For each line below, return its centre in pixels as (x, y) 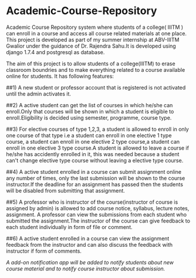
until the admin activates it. (39, 94)
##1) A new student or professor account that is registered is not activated (96, 87)
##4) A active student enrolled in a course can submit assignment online (94, 171)
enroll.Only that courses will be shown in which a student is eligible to (90, 111)
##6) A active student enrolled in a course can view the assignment (88, 238)
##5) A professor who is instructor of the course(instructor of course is (92, 202)
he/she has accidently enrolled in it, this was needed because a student (93, 154)
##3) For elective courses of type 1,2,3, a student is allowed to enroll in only (97, 129)
